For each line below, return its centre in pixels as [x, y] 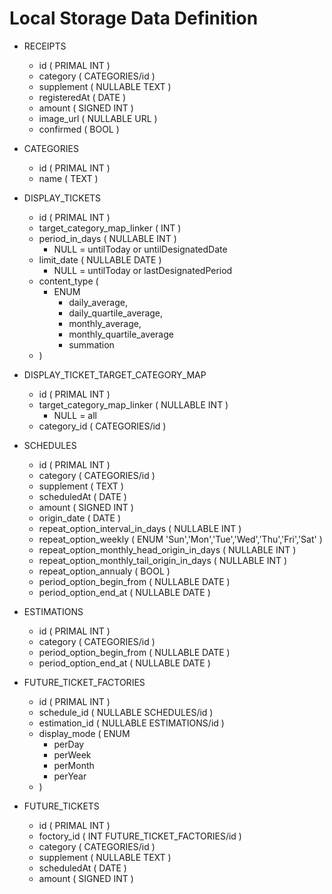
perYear [70, 776]
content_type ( [68, 281]
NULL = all [75, 415]
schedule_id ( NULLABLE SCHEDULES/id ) [126, 712]
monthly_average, [105, 323]
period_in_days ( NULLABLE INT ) [107, 238]
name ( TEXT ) [68, 178]
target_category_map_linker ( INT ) [110, 228]
